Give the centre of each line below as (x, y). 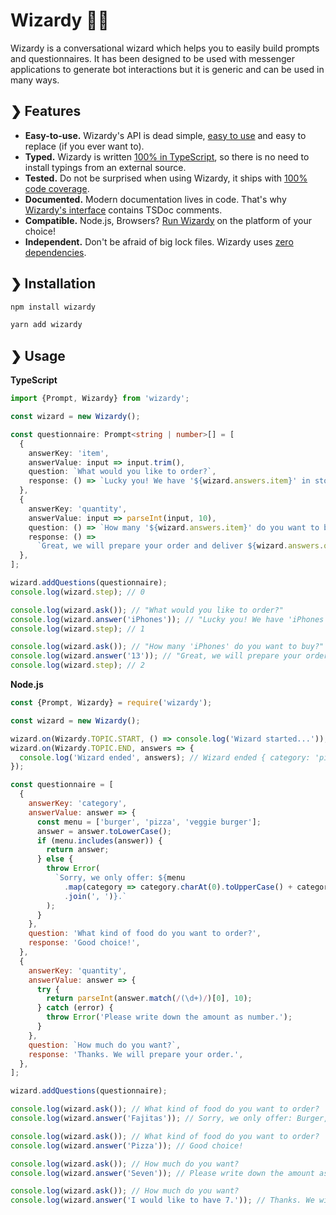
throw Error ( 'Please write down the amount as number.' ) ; (169, 1017)
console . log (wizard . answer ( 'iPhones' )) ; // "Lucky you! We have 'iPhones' (169, 619)
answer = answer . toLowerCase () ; (104, 831)
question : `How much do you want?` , (105, 1045)
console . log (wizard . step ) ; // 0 (77, 592)
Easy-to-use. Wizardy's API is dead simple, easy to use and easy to (165, 135)
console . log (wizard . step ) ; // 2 (77, 665)
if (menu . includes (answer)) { (99, 840)
